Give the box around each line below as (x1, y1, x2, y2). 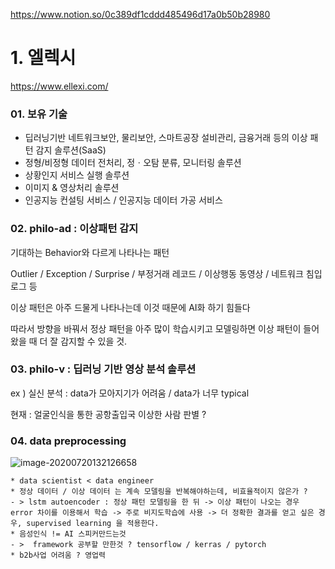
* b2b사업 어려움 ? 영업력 (10, 550, 106, 561)
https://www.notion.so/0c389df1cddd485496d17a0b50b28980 (10, 9, 271, 20)
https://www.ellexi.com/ (10, 80, 109, 92)
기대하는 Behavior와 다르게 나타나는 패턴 (10, 246, 170, 258)
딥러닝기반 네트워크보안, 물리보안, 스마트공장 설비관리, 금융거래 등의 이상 (24, 132, 308, 144)
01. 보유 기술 (10, 107, 68, 121)
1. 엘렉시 (10, 47, 77, 69)
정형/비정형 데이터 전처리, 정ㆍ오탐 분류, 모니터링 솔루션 (24, 157, 242, 169)
